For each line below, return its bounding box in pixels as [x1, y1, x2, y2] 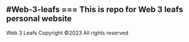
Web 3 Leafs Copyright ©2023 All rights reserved [6, 29, 129, 36]
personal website [6, 14, 72, 24]
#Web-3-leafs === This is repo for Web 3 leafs [6, 5, 184, 15]
